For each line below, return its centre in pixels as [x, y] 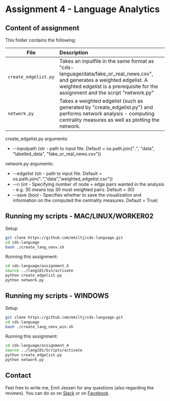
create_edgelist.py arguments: [37, 139]
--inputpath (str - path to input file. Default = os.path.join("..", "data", [83, 148]
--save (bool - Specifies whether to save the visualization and [77, 195]
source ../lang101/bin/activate [39, 271]
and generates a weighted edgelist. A [104, 80]
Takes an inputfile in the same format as [107, 61]
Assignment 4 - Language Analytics [83, 9]
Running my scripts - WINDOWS [57, 296]
